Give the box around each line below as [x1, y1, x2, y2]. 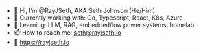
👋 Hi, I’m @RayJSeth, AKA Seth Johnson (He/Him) [13, 7, 156, 14]
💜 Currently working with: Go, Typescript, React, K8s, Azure [13, 14, 183, 22]
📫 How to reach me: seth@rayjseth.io [13, 29, 121, 37]
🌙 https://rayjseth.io [13, 38, 70, 46]
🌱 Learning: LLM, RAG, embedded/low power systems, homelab [13, 21, 195, 29]
